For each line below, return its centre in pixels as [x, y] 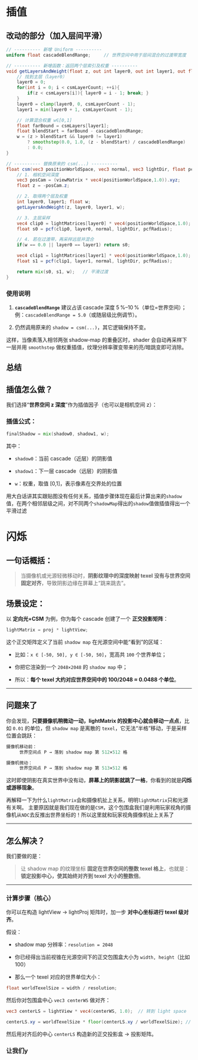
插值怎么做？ [29, 389]
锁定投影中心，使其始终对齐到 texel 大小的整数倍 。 [82, 876]
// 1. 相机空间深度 [38, 175]
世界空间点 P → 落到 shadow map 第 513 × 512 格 [73, 768]
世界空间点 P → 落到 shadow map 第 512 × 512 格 [73, 752]
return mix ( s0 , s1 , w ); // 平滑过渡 [62, 272]
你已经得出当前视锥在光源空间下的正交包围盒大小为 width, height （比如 [102, 957]
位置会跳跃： [22, 735]
